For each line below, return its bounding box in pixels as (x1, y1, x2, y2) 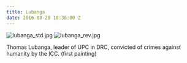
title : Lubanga (6, 9, 45, 15)
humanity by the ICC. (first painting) (6, 50, 97, 57)
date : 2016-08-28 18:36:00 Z (6, 15, 81, 21)
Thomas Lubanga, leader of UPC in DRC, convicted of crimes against (6, 43, 181, 51)
